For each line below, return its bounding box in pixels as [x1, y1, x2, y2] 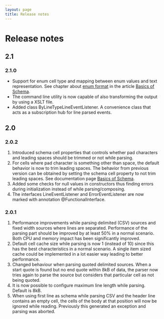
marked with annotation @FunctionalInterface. [12, 197, 106, 203]
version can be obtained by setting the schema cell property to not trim [12, 170, 156, 177]
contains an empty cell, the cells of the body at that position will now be [12, 298, 157, 304]
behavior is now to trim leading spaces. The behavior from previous [12, 165, 149, 171]
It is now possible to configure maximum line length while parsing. [12, 283, 146, 289]
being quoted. [12, 277, 41, 283]
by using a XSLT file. [12, 99, 54, 105]
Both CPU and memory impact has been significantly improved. [12, 236, 141, 241]
